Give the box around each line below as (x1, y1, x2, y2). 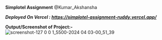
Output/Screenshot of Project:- (5, 24, 73, 30)
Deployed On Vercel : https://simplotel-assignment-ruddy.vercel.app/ (5, 14, 157, 20)
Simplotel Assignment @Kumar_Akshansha (5, 5, 98, 10)
